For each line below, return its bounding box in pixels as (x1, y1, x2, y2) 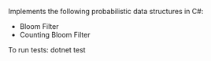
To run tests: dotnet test (8, 45, 86, 54)
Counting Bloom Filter (19, 30, 91, 39)
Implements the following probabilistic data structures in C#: (8, 7, 204, 16)
